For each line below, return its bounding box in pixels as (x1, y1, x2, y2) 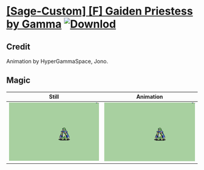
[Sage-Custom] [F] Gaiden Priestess (6, 4, 193, 18)
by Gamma (6, 17, 62, 31)
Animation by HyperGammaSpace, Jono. (6, 58, 108, 65)
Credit (6, 41, 30, 52)
